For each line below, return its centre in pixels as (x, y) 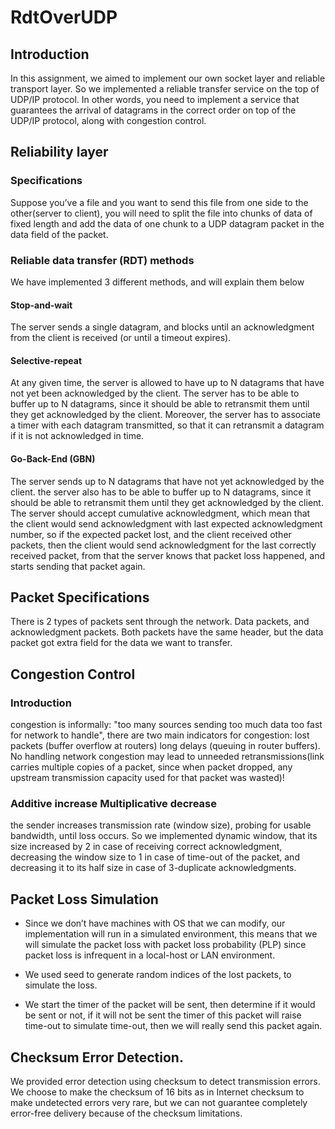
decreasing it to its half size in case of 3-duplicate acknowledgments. (153, 868)
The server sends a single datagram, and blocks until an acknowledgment (162, 327)
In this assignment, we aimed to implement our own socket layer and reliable (168, 78)
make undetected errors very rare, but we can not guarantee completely (159, 1103)
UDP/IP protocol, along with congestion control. (108, 120)
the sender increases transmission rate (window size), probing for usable (161, 825)
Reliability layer (59, 152)
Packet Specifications (80, 597)
